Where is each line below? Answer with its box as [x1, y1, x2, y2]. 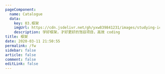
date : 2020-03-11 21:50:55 [5, 39, 60, 44]
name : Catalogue [9, 12, 43, 17]
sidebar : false [5, 48, 36, 53]
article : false [5, 52, 36, 57]
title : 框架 [5, 35, 28, 39]
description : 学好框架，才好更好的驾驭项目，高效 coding [14, 30, 120, 35]
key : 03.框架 [14, 20, 39, 26]
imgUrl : [14, 25, 29, 30]
